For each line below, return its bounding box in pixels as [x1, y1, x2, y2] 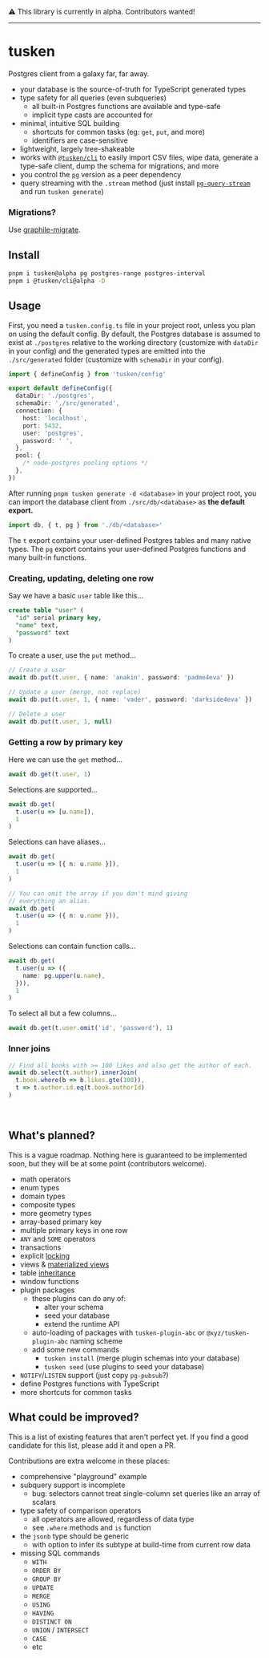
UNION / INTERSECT [31, 1624, 90, 1635]
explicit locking [19, 1251, 70, 1260]
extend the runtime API [43, 1319, 120, 1328]
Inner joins [8, 1043, 50, 1054]
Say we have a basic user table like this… [8, 591, 144, 601]
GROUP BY [31, 1575, 62, 1583]
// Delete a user [8, 710, 66, 718]
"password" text [15, 629, 70, 637]
